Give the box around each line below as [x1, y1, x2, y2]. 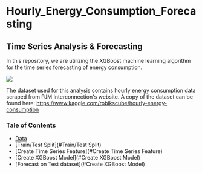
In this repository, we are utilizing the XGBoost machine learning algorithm [6, 57, 191, 64]
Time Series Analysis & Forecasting [6, 41, 143, 51]
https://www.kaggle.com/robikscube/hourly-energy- [36, 100, 168, 106]
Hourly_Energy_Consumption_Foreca [6, 4, 197, 18]
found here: [6, 100, 35, 106]
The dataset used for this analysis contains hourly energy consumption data [6, 86, 196, 94]
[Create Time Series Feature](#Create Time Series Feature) [15, 148, 163, 155]
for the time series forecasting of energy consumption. [6, 64, 143, 71]
